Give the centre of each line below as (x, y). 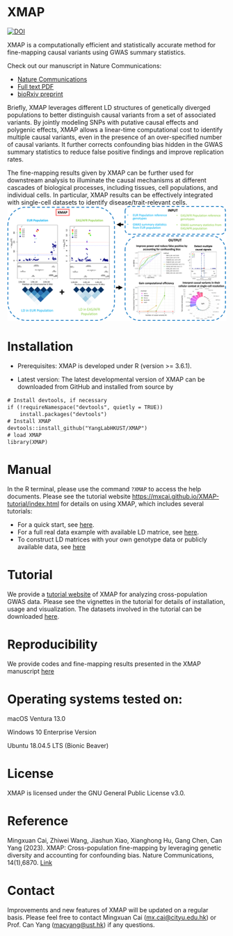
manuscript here (31, 671)
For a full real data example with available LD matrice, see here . (108, 532)
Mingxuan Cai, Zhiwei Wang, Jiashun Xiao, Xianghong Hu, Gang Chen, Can (115, 840)
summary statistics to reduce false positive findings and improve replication (115, 152)
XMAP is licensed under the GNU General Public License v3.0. (96, 793)
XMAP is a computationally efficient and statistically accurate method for (112, 45)
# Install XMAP (29, 422)
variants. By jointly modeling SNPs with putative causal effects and (103, 122)
